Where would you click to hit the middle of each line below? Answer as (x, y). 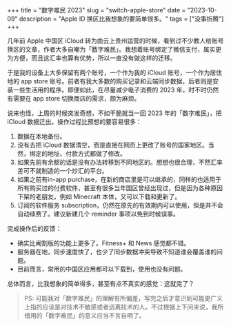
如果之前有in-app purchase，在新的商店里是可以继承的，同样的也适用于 (119, 179)
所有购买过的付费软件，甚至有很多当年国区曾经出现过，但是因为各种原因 (120, 188)
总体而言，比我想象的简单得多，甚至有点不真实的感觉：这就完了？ (101, 284)
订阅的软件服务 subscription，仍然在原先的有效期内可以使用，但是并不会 (120, 205)
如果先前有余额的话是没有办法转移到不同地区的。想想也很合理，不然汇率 (120, 162)
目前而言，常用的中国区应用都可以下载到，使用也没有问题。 (102, 269)
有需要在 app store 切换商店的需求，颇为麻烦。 (74, 98)
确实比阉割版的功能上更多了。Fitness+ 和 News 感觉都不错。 (103, 243)
